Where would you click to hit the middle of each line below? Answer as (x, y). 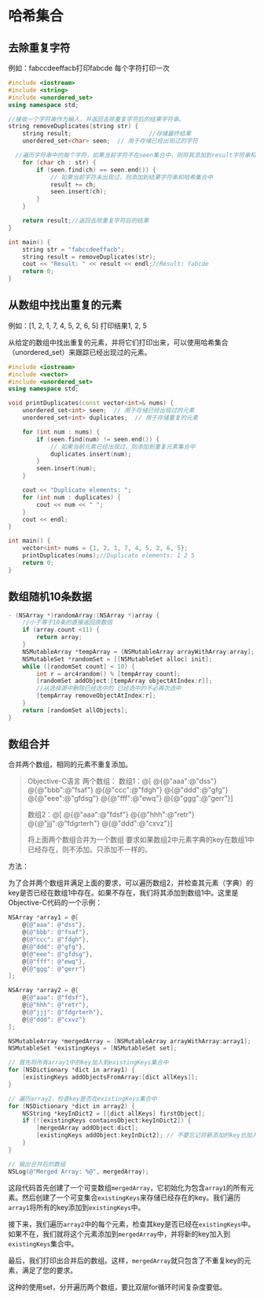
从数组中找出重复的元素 (65, 305)
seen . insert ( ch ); (79, 192)
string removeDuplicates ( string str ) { (73, 127)
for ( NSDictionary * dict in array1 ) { (71, 1070)
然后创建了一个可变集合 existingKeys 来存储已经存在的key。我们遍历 (131, 1198)
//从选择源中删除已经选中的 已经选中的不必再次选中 (109, 688)
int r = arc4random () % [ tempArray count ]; (108, 673)
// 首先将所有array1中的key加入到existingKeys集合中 (88, 1063)
